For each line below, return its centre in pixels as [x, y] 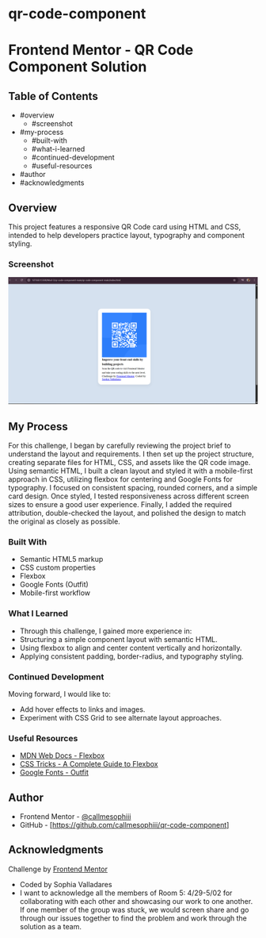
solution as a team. [50, 926]
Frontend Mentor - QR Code [101, 50]
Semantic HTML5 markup [61, 559]
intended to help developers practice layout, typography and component [127, 235]
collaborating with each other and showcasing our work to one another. [136, 901]
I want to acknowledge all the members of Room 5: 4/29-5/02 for [126, 893]
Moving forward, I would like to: [59, 694]
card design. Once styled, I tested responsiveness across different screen [129, 496]
